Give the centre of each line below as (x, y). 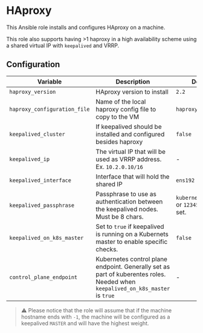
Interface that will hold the (133, 176)
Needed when (116, 282)
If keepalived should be (129, 127)
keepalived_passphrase (42, 205)
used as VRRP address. (129, 159)
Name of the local (121, 102)
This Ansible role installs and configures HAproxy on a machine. (86, 27)
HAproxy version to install (132, 91)
